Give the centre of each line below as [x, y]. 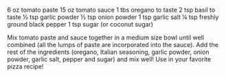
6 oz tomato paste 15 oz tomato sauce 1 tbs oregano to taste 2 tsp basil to [111, 10]
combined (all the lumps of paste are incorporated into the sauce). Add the [113, 45]
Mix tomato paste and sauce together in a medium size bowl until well [106, 37]
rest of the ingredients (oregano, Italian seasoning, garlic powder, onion [108, 52]
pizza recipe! [25, 66]
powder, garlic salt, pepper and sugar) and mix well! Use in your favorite [109, 59]
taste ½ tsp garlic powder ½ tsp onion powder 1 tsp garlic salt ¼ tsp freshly [113, 17]
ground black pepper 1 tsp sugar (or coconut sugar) [80, 24]
